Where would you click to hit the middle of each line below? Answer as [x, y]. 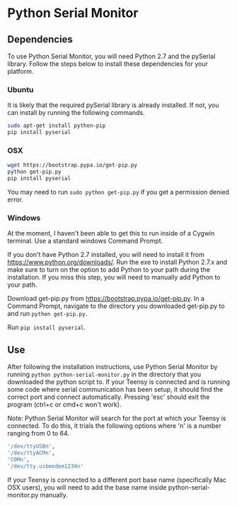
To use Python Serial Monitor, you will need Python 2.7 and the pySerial [111, 56]
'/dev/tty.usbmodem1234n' [45, 466]
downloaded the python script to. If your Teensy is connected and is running [119, 382]
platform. [21, 71]
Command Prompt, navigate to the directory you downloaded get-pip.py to [116, 306]
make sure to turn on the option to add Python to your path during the [109, 270]
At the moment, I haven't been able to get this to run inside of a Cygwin [111, 233]
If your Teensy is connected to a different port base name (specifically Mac [117, 480]
